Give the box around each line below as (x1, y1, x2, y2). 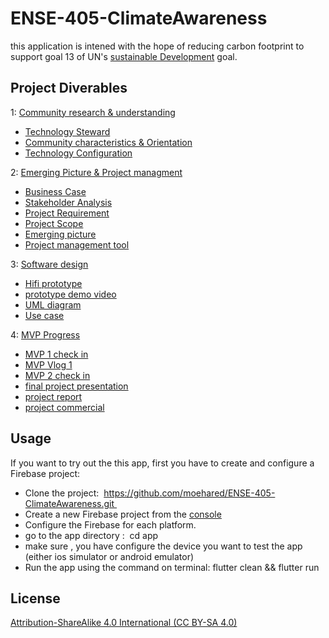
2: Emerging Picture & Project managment (10, 166, 183, 178)
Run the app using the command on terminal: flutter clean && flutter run (24, 561, 320, 573)
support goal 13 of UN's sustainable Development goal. (10, 50, 238, 62)
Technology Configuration (24, 147, 133, 159)
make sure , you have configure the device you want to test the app (24, 540, 303, 552)
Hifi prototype (24, 277, 83, 289)
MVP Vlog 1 (24, 358, 73, 371)
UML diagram (24, 298, 82, 311)
